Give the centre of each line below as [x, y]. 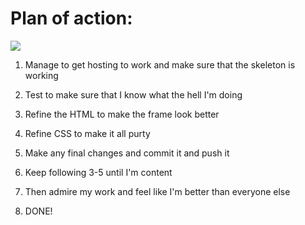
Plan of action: [71, 18]
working [41, 75]
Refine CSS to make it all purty [87, 133]
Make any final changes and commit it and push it [127, 153]
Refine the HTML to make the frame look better [122, 114]
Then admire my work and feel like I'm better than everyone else [157, 191]
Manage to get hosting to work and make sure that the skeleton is [160, 64]
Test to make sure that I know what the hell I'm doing [133, 94]
